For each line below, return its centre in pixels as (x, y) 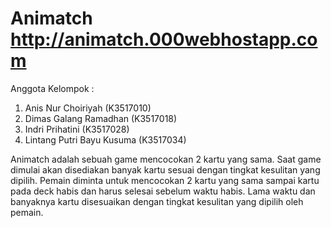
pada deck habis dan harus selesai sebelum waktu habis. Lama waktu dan (163, 191)
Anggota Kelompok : (52, 88)
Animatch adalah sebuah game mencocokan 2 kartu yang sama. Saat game (166, 159)
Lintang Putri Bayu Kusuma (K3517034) (105, 139)
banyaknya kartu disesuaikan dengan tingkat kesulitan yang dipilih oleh (157, 201)
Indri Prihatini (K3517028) (77, 129)
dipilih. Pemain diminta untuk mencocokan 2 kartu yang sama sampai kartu (165, 180)
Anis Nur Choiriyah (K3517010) (88, 108)
